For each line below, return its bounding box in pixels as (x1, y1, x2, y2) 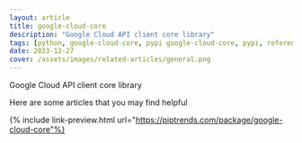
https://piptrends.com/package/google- (135, 114, 283, 125)
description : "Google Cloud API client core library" (9, 30, 216, 39)
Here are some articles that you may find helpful (9, 97, 188, 108)
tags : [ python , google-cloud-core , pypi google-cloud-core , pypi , (9, 38, 263, 48)
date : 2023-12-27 (9, 47, 75, 56)
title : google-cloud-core (9, 22, 106, 31)
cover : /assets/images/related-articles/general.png (9, 55, 211, 64)
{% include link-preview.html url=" (9, 114, 137, 125)
